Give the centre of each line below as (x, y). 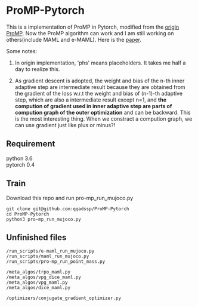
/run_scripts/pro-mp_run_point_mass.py (56, 262)
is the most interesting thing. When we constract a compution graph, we (103, 119)
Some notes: (22, 51)
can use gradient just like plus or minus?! (65, 125)
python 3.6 (19, 158)
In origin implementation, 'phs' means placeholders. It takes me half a (100, 63)
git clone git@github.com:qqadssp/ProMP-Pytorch (68, 209)
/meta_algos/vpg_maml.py (37, 283)
